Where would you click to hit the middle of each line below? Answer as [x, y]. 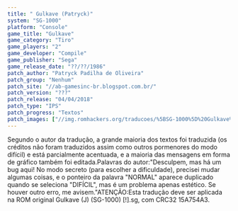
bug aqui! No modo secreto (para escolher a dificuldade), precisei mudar [114, 169]
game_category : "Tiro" [41, 40]
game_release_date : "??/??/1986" [57, 67]
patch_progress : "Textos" [45, 113]
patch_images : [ [31, 119]
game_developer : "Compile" [47, 54]
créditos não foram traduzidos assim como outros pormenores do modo [113, 147]
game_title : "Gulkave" [41, 34]
